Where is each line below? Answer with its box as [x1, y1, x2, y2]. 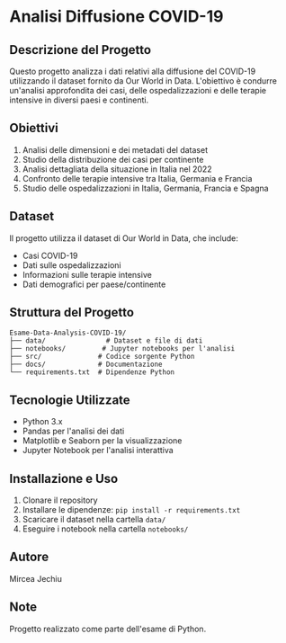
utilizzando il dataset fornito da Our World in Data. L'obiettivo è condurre [9, 76, 277, 86]
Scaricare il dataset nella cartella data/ [22, 514, 166, 525]
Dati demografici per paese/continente [22, 279, 166, 290]
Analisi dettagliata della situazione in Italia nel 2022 [22, 164, 213, 174]
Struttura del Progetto [9, 305, 135, 320]
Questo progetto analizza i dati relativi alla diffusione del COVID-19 [9, 66, 256, 76]
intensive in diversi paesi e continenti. [9, 94, 149, 105]
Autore [9, 549, 49, 565]
